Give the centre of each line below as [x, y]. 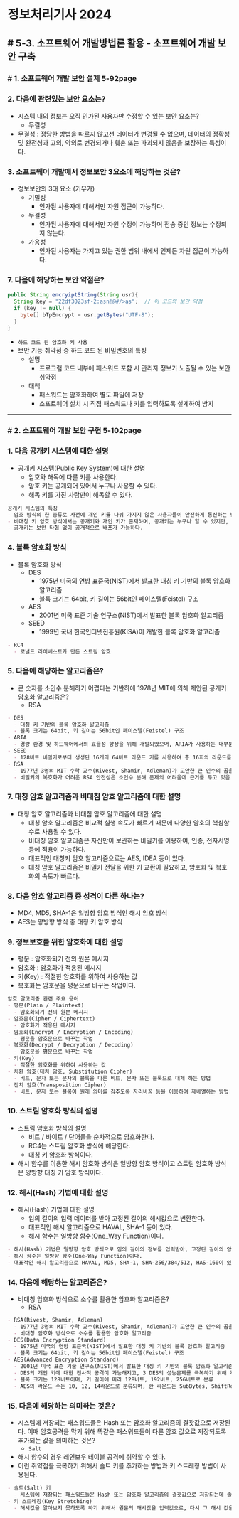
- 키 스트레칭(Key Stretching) [50, 1501]
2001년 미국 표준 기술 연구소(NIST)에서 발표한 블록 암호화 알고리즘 [131, 615]
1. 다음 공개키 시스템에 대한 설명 [58, 451]
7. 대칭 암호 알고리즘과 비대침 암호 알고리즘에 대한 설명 [94, 797]
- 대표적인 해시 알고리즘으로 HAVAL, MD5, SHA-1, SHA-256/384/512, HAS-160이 [116, 1263]
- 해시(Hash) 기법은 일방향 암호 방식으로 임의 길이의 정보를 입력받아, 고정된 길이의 [116, 1250]
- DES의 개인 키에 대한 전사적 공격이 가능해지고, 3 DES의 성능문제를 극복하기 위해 [120, 1373]
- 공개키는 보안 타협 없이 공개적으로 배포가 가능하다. [75, 528]
